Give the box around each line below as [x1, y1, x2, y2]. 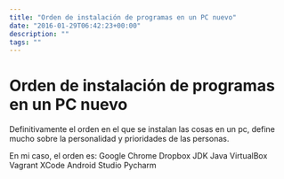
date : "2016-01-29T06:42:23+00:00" [9, 21, 142, 30]
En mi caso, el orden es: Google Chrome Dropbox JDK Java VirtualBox [9, 151, 268, 161]
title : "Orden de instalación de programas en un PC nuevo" [9, 12, 238, 22]
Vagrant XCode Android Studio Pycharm [9, 160, 158, 171]
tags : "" [9, 37, 42, 47]
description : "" [9, 29, 69, 38]
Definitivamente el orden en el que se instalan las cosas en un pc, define [9, 124, 276, 135]
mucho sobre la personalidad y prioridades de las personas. [9, 134, 230, 144]
